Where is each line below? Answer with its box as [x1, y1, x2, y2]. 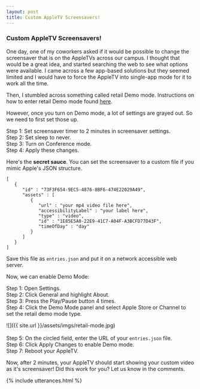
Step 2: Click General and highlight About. [6, 291, 110, 298]
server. [6, 261, 24, 268]
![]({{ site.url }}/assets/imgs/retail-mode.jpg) [6, 322, 116, 329]
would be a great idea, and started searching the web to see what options [6, 61, 189, 68]
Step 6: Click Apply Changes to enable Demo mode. [6, 340, 135, 348]
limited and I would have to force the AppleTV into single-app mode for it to [6, 73, 192, 80]
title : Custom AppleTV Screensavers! [6, 14, 101, 20]
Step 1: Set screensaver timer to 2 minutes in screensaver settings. [6, 127, 171, 134]
